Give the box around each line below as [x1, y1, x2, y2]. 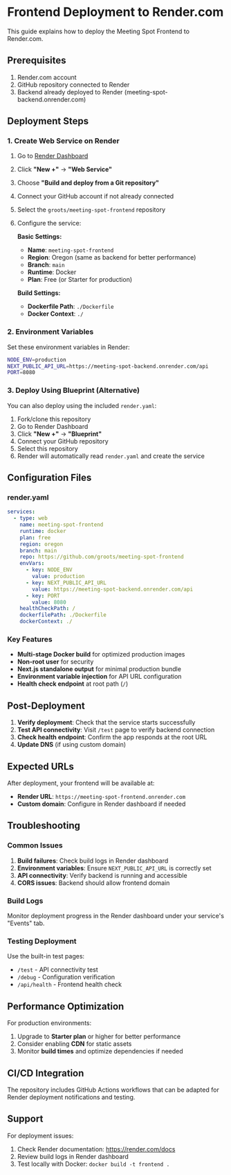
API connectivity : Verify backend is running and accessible [17, 871, 188, 879]
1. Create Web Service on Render [7, 136, 120, 146]
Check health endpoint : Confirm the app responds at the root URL [17, 733, 207, 741]
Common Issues [7, 840, 64, 850]
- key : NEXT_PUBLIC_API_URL [25, 579, 107, 586]
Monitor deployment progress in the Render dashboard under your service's [7, 912, 225, 920]
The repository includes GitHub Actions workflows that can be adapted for [7, 1085, 219, 1094]
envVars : [19, 560, 45, 567]
